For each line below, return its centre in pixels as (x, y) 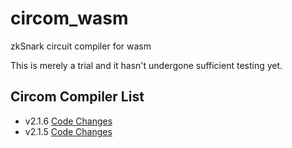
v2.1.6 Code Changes (68, 121)
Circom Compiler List (77, 97)
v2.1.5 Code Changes (68, 131)
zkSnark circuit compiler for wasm (81, 46)
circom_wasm (69, 18)
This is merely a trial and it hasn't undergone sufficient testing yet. (146, 65)
